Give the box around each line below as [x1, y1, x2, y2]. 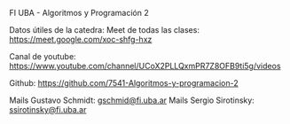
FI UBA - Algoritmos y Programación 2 [9, 8, 149, 18]
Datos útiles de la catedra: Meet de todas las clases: [9, 25, 200, 35]
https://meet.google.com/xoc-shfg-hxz [9, 35, 153, 44]
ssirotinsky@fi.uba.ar [9, 105, 87, 114]
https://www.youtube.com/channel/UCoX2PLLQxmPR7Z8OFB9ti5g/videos [9, 61, 281, 71]
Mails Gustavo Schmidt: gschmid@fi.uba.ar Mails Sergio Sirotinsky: [9, 95, 255, 105]
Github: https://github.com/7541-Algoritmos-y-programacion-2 [9, 78, 239, 88]
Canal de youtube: [9, 51, 77, 61]
